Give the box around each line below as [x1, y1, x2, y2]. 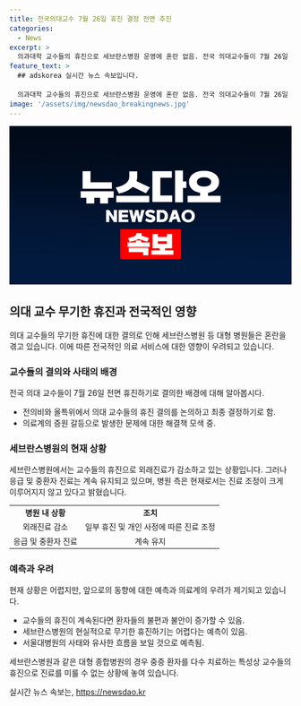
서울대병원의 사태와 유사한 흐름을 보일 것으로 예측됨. [21, 637, 204, 649]
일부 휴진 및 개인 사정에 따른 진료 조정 [84, 521, 216, 532]
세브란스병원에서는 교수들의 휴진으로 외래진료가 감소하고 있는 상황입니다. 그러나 [9, 464, 288, 475]
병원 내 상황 [25, 507, 66, 519]
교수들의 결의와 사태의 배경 [9, 366, 118, 378]
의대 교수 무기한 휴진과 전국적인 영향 [9, 305, 197, 320]
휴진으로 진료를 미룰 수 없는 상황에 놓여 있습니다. [9, 667, 179, 678]
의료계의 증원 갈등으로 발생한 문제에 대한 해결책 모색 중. [21, 418, 217, 429]
